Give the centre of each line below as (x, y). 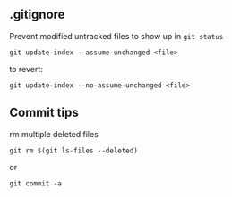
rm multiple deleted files (54, 134)
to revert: (26, 69)
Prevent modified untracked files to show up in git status (116, 36)
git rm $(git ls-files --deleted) (74, 151)
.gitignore (37, 15)
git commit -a (36, 183)
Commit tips (44, 113)
